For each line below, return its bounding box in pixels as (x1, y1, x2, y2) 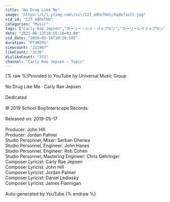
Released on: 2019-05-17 (5, 116, 58, 122)
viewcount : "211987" (5, 45, 49, 50)
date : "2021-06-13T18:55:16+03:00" (5, 31, 80, 36)
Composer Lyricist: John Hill (5, 164, 64, 170)
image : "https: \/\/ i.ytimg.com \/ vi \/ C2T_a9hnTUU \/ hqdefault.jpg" (5, 12, 146, 17)
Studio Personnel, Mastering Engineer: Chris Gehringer (5, 154, 120, 160)
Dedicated (5, 94, 27, 100)
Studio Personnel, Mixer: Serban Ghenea (5, 137, 90, 143)
